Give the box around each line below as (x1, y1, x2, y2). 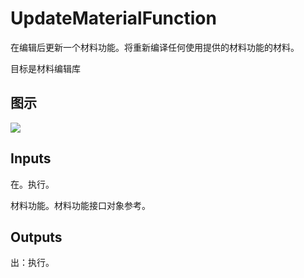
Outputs (10, 228, 63, 246)
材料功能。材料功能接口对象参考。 (10, 199, 151, 211)
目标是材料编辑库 (10, 62, 81, 74)
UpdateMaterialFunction (10, 7, 217, 30)
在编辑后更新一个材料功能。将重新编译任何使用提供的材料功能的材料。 (10, 41, 300, 53)
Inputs (10, 150, 52, 167)
